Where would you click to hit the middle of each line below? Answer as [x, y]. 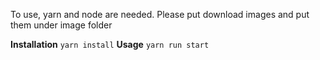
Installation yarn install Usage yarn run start [110, 44]
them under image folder [61, 25]
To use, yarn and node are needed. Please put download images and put [160, 14]
